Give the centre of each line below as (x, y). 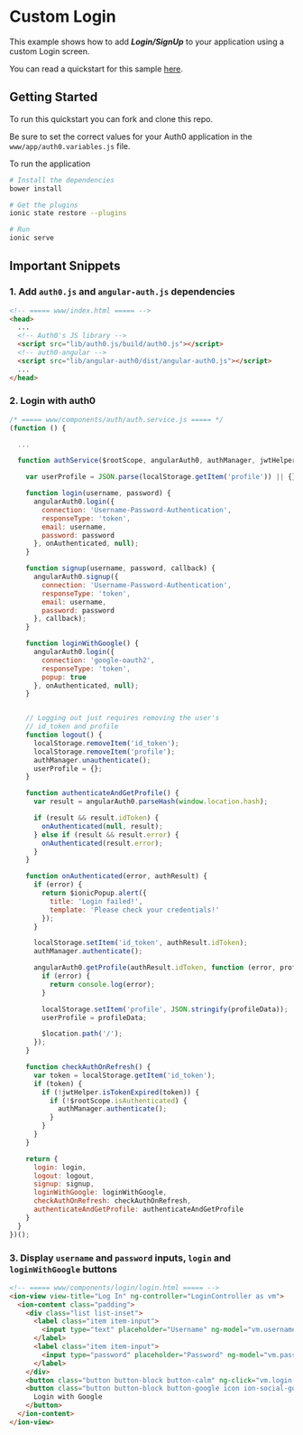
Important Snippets (65, 266)
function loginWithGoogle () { (83, 643)
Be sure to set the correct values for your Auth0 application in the (131, 136)
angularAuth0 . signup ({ (76, 577)
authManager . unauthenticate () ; (92, 760)
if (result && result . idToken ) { (96, 818)
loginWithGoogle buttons (63, 1269)
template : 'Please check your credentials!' (134, 910)
